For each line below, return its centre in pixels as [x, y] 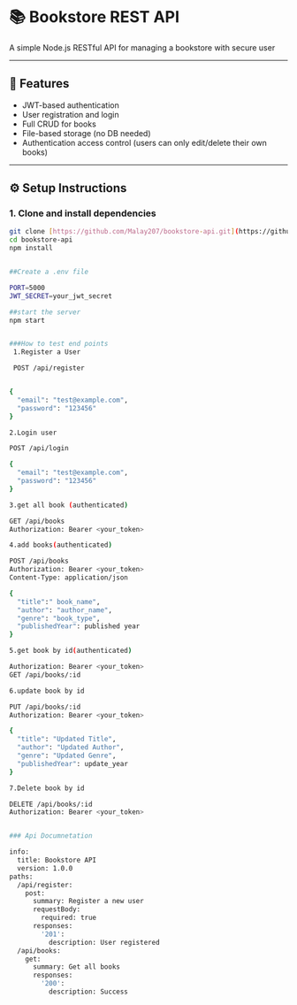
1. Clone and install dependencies [83, 213]
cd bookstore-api [41, 240]
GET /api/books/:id [45, 675]
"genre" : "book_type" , [59, 618]
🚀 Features [39, 84]
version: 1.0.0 [45, 868]
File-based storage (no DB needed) [87, 133]
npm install [31, 249]
